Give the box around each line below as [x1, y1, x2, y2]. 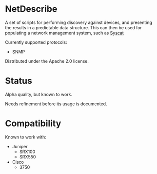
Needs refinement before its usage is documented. [5, 101, 107, 107]
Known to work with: [5, 134, 46, 140]
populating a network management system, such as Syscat [5, 30, 124, 36]
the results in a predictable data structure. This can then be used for [5, 24, 142, 30]
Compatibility [5, 118, 61, 129]
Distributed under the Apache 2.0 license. [5, 58, 89, 64]
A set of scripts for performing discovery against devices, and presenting [5, 19, 153, 25]
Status [5, 76, 33, 86]
